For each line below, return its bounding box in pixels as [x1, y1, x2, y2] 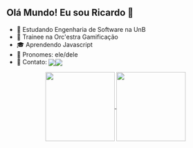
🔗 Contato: [16, 57, 48, 66]
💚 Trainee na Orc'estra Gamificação [16, 33, 118, 41]
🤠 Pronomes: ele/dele [16, 50, 78, 59]
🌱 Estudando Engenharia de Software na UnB [16, 25, 146, 33]
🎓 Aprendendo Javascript [16, 40, 93, 48]
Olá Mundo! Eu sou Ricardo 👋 [6, 7, 134, 19]
